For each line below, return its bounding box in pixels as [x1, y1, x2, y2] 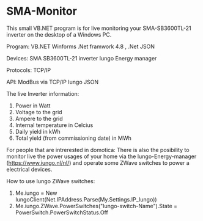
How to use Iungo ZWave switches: [6, 177, 95, 184]
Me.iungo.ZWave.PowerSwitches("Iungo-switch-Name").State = [15, 202, 178, 209]
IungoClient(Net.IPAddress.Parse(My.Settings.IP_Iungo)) [15, 195, 157, 203]
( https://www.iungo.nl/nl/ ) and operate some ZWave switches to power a [6, 159, 190, 166]
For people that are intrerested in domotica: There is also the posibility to [6, 146, 190, 153]
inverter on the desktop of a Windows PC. [6, 31, 112, 38]
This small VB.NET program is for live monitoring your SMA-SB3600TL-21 [6, 24, 191, 32]
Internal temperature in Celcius [15, 121, 94, 129]
